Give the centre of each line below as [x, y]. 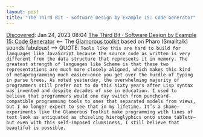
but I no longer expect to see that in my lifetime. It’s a [84, 107]
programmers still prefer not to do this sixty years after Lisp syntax [100, 85]
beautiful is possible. [36, 128]
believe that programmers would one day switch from [74, 96]
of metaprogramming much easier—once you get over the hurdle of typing [100, 75]
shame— [171, 107]
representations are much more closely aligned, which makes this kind [98, 69]
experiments [21, 112]
